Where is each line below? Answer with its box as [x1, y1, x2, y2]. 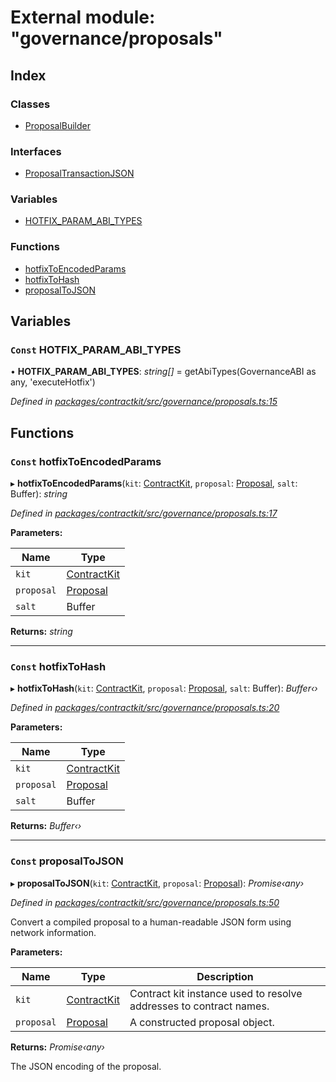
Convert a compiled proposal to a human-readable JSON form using [10, 916, 292, 928]
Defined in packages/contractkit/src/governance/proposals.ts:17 [10, 507, 278, 520]
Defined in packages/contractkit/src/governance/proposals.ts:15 [10, 396, 278, 408]
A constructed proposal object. [129, 1015, 275, 1029]
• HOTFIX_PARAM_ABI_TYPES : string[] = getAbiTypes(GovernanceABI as [10, 366, 317, 378]
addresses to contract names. [129, 999, 270, 1013]
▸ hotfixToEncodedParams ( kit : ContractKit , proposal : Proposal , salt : [10, 477, 298, 490]
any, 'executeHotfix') [10, 376, 96, 388]
